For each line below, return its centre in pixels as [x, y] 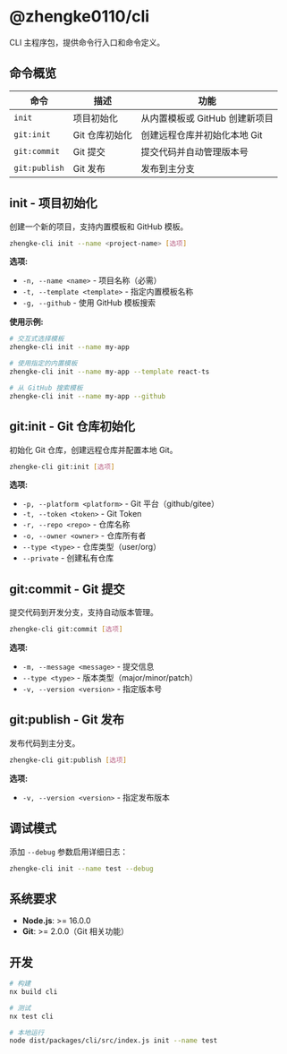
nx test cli [31, 1016]
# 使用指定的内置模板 [43, 364]
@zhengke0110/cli [80, 17]
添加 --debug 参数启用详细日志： [68, 852]
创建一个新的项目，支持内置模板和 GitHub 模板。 [99, 227]
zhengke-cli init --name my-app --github [88, 396]
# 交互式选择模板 [37, 339]
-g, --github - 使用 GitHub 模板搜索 [89, 303]
